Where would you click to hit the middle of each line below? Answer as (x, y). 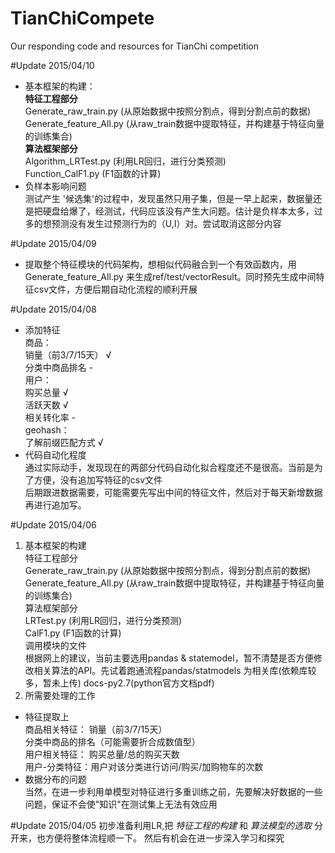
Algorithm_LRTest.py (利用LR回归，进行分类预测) (125, 161)
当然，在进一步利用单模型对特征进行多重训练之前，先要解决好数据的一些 (173, 791)
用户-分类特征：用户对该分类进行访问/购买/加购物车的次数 (144, 766)
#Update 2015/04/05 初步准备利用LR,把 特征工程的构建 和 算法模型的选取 (161, 825)
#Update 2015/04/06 (53, 524)
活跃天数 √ (46, 404)
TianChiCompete (82, 18)
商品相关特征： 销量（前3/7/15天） (96, 729)
